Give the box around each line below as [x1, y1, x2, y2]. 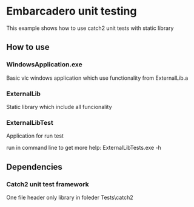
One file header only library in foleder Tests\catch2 [6, 194, 133, 201]
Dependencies [6, 161, 62, 172]
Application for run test [6, 132, 64, 139]
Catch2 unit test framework [6, 180, 89, 188]
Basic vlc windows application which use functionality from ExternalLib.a [6, 74, 189, 82]
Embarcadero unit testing [6, 4, 137, 18]
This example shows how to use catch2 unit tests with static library [6, 24, 174, 32]
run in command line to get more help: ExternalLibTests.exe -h [6, 144, 162, 152]
